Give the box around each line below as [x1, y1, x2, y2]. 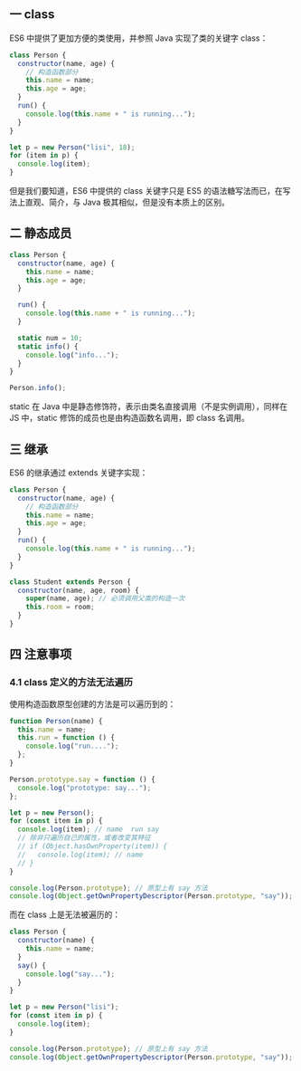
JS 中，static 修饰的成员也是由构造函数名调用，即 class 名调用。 [9, 413, 250, 424]
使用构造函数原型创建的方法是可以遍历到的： [9, 698, 176, 709]
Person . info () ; [9, 384, 67, 393]
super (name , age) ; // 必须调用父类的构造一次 [25, 594, 185, 603]
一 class [9, 6, 55, 23]
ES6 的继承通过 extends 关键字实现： [9, 467, 148, 478]
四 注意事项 [9, 646, 72, 662]
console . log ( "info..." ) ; [25, 350, 119, 359]
